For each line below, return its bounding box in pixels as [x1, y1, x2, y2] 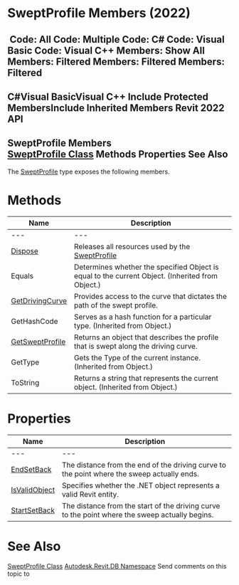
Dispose [11, 246, 39, 255]
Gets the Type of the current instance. [73, 352, 201, 362]
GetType [11, 357, 40, 367]
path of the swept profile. [73, 300, 159, 310]
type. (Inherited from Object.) [73, 320, 172, 330]
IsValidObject [11, 485, 55, 495]
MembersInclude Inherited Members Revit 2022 [7, 102, 225, 114]
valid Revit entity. [61, 489, 119, 499]
